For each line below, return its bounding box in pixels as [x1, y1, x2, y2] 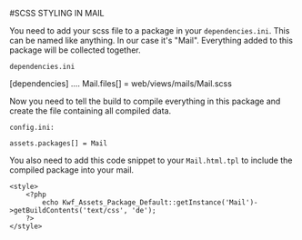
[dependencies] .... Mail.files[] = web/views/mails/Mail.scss [9, 78, 232, 89]
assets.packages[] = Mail [9, 139, 107, 148]
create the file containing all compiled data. [9, 105, 172, 116]
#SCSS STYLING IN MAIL [9, 8, 105, 18]
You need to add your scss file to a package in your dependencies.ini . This [9, 25, 290, 35]
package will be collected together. [9, 45, 141, 55]
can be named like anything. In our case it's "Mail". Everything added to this [9, 35, 294, 45]
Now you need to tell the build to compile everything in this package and [9, 95, 281, 106]
